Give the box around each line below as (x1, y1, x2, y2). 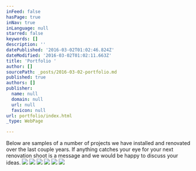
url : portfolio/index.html (6, 113, 72, 119)
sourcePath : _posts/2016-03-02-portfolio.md (6, 69, 117, 75)
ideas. (6, 159, 21, 166)
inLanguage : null (6, 25, 49, 31)
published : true (6, 74, 46, 80)
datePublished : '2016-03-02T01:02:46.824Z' (6, 47, 115, 53)
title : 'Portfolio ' (6, 58, 57, 64)
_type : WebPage (6, 119, 44, 124)
